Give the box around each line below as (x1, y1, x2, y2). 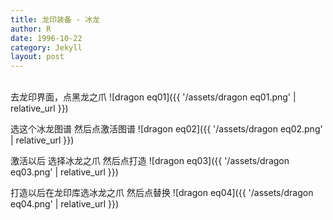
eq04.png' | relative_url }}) (10, 198, 120, 210)
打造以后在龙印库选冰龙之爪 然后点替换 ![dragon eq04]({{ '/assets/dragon (10, 187, 314, 199)
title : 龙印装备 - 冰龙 (10, 14, 100, 25)
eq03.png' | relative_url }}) (10, 166, 119, 178)
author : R (10, 24, 52, 34)
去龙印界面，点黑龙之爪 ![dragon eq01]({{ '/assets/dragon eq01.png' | (10, 91, 297, 103)
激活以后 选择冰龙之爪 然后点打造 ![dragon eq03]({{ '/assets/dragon (10, 155, 290, 167)
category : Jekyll (10, 42, 83, 53)
